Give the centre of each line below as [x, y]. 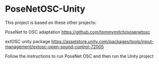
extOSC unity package [28, 41]
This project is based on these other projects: [51, 22]
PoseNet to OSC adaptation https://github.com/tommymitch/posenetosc [78, 32]
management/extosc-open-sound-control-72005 [54, 46]
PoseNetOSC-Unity [45, 9]
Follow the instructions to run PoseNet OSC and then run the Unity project [79, 56]
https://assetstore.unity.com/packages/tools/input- [102, 41]
